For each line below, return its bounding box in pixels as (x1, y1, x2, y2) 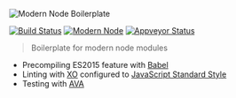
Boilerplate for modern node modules (30, 42, 169, 53)
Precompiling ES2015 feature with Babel (21, 60, 169, 70)
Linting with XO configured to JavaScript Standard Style (21, 69, 227, 79)
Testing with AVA (21, 79, 84, 88)
